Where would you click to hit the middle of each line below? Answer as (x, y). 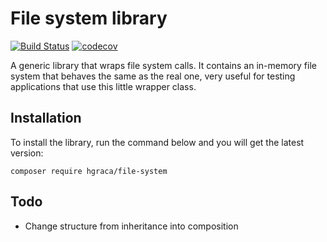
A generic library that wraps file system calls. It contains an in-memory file (163, 65)
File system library (89, 18)
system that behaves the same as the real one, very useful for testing (153, 76)
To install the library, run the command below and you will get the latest (157, 142)
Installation (46, 118)
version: (27, 153)
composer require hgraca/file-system (89, 171)
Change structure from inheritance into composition (131, 226)
